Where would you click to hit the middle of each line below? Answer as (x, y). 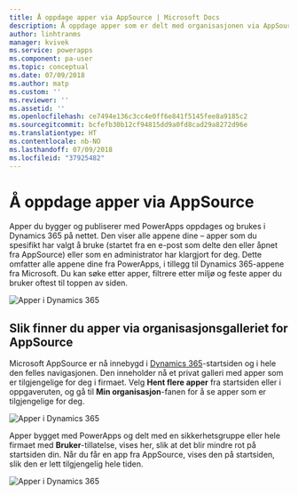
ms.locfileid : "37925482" (57, 158)
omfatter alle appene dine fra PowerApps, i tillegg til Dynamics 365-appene (147, 264)
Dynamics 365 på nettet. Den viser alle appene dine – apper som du (133, 236)
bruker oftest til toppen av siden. (69, 283)
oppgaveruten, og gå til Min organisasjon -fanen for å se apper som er (138, 392)
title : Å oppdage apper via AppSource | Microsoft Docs (114, 17)
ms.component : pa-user (51, 59)
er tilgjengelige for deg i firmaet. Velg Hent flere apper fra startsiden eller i (145, 382)
